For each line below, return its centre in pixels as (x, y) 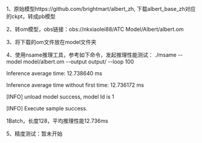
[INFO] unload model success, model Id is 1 (60, 97)
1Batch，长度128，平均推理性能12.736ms (57, 121)
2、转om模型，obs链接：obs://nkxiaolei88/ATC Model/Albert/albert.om (95, 29)
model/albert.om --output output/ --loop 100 (79, 62)
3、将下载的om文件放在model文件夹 (51, 42)
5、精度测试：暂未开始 (34, 134)
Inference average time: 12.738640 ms (54, 73)
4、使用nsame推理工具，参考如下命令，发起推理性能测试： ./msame (91, 55)
